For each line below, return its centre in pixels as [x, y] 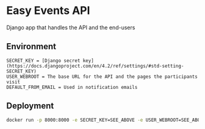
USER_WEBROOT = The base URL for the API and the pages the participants [102, 77]
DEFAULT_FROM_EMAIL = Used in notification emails [72, 87]
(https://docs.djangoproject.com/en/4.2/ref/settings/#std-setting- [95, 66]
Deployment [30, 106]
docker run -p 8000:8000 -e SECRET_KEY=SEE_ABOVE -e [75, 120]
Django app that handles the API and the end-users [71, 27]
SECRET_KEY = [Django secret [43, 61]
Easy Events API [48, 11]
